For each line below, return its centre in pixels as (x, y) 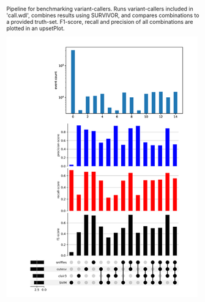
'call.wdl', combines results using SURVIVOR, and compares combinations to (103, 15)
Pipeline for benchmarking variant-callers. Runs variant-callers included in (100, 9)
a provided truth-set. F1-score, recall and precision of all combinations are (100, 22)
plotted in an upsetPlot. (36, 28)
